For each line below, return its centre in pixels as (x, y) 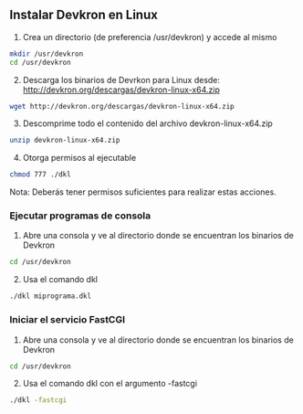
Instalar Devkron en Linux (84, 15)
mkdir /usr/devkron (47, 54)
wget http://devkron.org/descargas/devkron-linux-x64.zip (122, 106)
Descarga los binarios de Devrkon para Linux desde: (121, 80)
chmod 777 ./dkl (40, 175)
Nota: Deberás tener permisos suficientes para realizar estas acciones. (143, 192)
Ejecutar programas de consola (80, 216)
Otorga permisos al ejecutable (79, 158)
